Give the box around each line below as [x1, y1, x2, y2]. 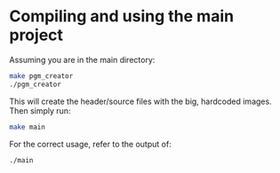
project [9, 25, 64, 45]
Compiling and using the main [9, 6, 234, 27]
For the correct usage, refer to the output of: [9, 138, 172, 149]
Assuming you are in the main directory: [9, 54, 156, 65]
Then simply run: [9, 105, 71, 116]
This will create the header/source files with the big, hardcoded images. [9, 96, 273, 106]
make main [9, 122, 46, 131]
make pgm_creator [9, 71, 74, 81]
